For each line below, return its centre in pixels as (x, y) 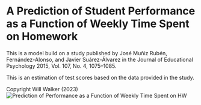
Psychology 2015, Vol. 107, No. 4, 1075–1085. (61, 66)
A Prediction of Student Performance (101, 11)
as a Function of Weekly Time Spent (98, 24)
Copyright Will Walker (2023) (42, 89)
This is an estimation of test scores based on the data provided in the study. (100, 77)
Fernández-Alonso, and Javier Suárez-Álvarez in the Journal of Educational (100, 59)
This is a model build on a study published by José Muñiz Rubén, (87, 53)
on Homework (42, 37)
